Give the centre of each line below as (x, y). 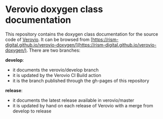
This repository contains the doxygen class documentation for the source (82, 34)
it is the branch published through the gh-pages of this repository (81, 81)
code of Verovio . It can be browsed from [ (49, 39)
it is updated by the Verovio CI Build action (57, 75)
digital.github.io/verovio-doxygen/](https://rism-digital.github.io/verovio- (81, 45)
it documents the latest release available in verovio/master (73, 100)
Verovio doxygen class (54, 9)
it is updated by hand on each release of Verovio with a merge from (83, 105)
